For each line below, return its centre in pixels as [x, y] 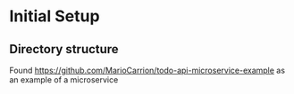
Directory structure [64, 49]
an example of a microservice [64, 80]
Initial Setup [55, 16]
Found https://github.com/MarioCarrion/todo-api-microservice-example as [147, 70]
